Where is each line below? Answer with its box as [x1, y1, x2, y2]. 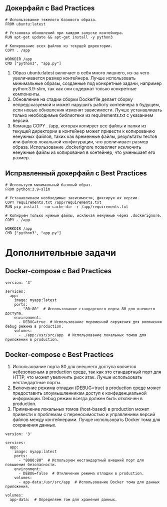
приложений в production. [5, 337, 59, 342]
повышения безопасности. [5, 462, 57, 468]
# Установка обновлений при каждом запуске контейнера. [5, 30, 124, 35]
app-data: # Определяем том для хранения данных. [9, 497, 117, 503]
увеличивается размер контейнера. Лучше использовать [12, 75, 136, 81]
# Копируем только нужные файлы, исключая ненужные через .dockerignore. [5, 213, 162, 218]
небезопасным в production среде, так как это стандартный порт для [12, 369, 161, 375]
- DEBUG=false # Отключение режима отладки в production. [18, 471, 144, 476]
